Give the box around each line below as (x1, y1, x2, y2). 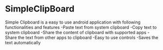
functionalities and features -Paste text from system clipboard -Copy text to (5, 24, 157, 30)
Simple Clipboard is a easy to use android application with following (5, 19, 141, 25)
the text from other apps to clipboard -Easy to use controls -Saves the (18, 35, 159, 40)
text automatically (5, 39, 41, 45)
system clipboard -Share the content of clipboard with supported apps (5, 29, 147, 35)
